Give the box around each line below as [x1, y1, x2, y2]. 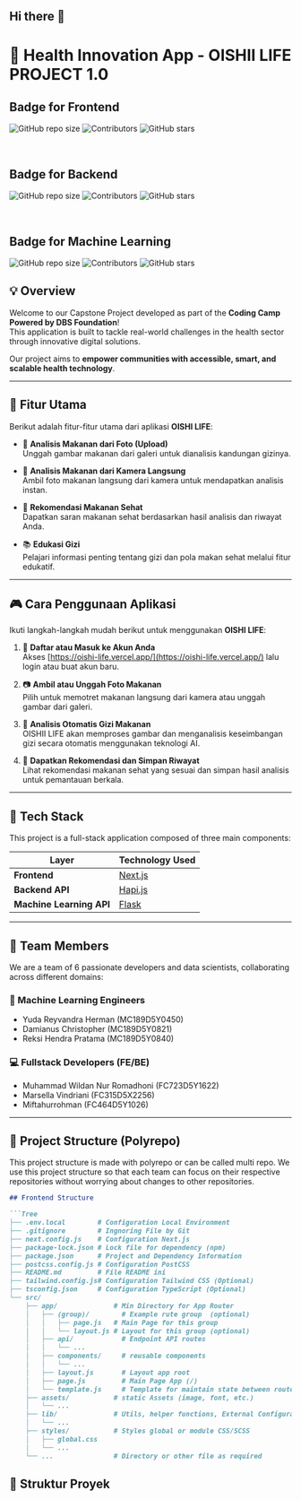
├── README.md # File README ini [9, 1268, 167, 1278]
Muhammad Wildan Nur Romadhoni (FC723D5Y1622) [21, 1079, 219, 1090]
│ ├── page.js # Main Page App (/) [25, 1376, 199, 1385]
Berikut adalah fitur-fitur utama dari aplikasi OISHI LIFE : [9, 421, 213, 431]
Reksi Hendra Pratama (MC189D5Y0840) [21, 1033, 175, 1045]
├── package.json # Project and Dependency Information [9, 1252, 243, 1261]
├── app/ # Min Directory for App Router [25, 1301, 235, 1310]
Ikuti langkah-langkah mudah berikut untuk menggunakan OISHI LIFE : [9, 625, 267, 636]
